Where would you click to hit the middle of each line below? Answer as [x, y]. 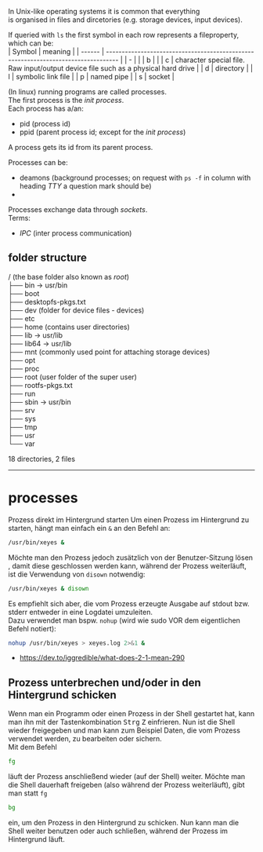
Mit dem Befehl [32, 747]
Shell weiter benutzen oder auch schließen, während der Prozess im [118, 831]
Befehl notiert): [32, 628]
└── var [22, 444]
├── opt [22, 360]
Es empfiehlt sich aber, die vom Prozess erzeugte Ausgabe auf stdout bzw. [129, 603]
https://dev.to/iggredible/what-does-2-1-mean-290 [102, 658]
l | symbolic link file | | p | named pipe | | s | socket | [91, 77]
